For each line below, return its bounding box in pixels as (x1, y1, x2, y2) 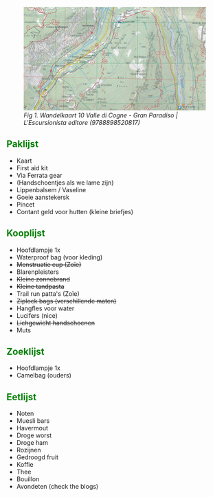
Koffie (16, 461, 34, 469)
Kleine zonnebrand (16, 275, 70, 283)
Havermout (16, 424, 49, 432)
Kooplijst (6, 227, 45, 240)
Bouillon (16, 475, 40, 483)
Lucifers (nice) (16, 311, 58, 319)
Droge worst (16, 431, 52, 439)
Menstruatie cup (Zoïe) (16, 260, 82, 268)
